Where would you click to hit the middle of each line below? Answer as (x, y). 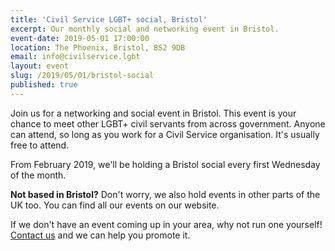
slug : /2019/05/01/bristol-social (82, 76)
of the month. (38, 175)
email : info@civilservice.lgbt (75, 57)
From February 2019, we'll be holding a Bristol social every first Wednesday (165, 164)
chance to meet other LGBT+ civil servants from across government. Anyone (168, 123)
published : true (44, 85)
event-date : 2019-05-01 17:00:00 (80, 38)
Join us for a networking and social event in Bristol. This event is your (153, 113)
